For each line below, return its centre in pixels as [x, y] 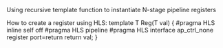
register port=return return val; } [52, 37]
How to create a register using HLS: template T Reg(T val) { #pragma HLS [111, 23]
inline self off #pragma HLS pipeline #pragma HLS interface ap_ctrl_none [110, 30]
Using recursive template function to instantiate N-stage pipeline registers [111, 10]
